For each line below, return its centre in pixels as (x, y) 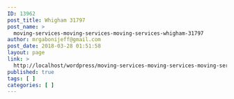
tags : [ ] (22, 78)
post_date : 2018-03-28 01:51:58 (54, 46)
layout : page (26, 53)
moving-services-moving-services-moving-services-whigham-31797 (109, 33)
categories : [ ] (31, 85)
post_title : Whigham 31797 (46, 20)
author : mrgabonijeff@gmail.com (54, 40)
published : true (31, 72)
